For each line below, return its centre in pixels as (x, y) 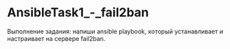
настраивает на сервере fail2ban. (56, 38)
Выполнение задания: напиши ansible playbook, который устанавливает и (115, 31)
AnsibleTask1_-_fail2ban (78, 13)
